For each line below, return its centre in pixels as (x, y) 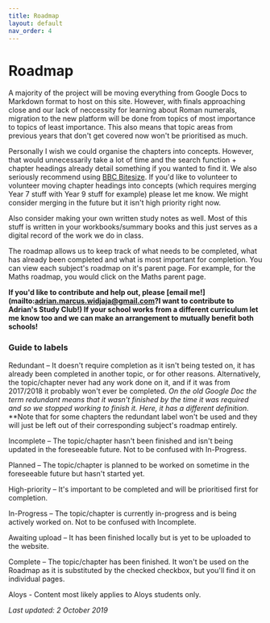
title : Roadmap (34, 16)
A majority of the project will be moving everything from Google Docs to (128, 93)
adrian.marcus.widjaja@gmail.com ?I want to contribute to (135, 301)
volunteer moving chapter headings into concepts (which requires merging (132, 185)
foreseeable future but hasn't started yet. (77, 473)
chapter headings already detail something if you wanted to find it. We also (133, 168)
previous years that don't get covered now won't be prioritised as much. (128, 136)
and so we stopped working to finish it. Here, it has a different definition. (129, 408)
